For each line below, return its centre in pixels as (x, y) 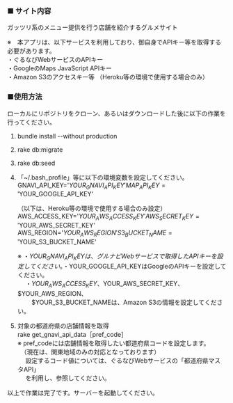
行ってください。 (31, 122)
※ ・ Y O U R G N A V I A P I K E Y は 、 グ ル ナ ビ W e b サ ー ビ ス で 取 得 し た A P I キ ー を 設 (120, 257)
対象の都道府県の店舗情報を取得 (63, 326)
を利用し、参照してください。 (68, 378)
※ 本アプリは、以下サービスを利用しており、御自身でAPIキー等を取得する (114, 42)
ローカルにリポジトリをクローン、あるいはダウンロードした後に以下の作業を (116, 113)
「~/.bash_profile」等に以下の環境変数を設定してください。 (103, 177)
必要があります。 (31, 51)
